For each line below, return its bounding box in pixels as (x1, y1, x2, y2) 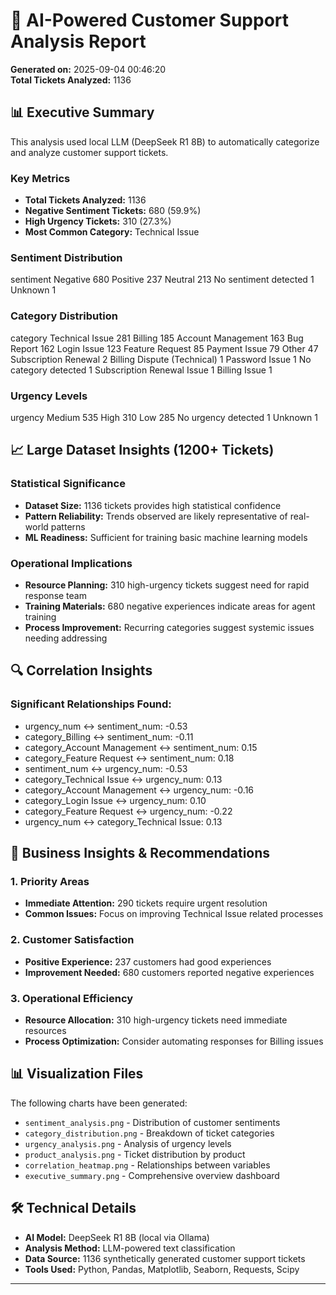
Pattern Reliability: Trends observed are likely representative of (24, 510, 288, 522)
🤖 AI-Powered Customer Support (10, 9, 290, 32)
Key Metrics (10, 171, 71, 185)
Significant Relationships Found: (10, 697, 172, 711)
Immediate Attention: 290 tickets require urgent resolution (24, 897, 268, 909)
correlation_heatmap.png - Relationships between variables (24, 1159, 271, 1171)
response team (24, 589, 87, 601)
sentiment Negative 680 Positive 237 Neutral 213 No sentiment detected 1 (10, 274, 315, 286)
